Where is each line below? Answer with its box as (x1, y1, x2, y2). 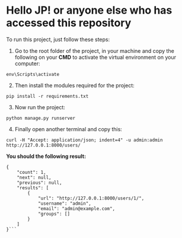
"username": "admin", (37, 200, 92, 207)
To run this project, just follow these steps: (6, 36, 110, 43)
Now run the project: (14, 103, 65, 110)
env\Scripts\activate (6, 71, 60, 77)
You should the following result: (6, 153, 87, 160)
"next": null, (17, 174, 52, 180)
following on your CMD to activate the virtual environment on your (14, 53, 177, 61)
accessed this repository (6, 16, 132, 30)
